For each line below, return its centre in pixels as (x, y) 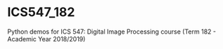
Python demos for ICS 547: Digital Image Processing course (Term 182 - (112, 31)
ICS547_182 (41, 12)
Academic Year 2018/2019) (46, 38)
